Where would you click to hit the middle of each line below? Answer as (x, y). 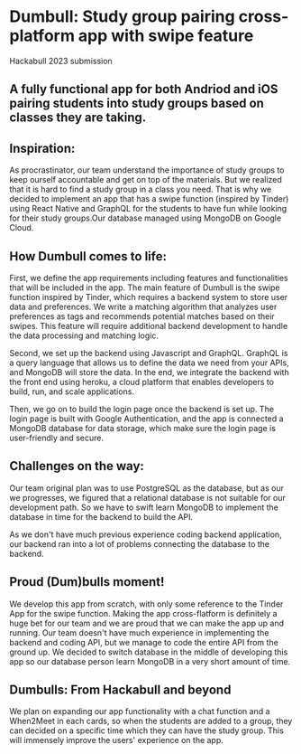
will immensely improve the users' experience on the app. (116, 740)
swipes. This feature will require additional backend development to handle (149, 325)
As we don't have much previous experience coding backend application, (146, 534)
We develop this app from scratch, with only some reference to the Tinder (146, 604)
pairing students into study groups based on (137, 104)
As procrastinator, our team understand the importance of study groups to (147, 170)
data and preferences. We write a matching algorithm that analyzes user (143, 306)
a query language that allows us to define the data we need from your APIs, (150, 363)
